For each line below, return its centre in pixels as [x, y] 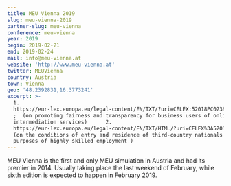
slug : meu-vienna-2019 [40, 20]
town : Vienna [26, 84]
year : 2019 [23, 39]
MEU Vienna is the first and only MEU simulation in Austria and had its [106, 161]
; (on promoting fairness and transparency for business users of [112, 115]
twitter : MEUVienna [35, 71]
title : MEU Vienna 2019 [41, 13]
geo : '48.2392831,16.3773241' [51, 90]
